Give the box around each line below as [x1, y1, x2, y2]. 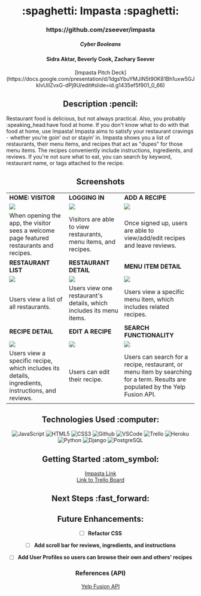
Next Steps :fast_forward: [51, 494, 150, 504]
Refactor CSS [87, 530, 123, 537]
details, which [68, 299, 108, 308]
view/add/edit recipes [124, 234, 185, 242]
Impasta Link [84, 470, 117, 477]
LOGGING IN [68, 193, 105, 202]
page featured [9, 234, 49, 242]
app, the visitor [9, 219, 51, 227]
